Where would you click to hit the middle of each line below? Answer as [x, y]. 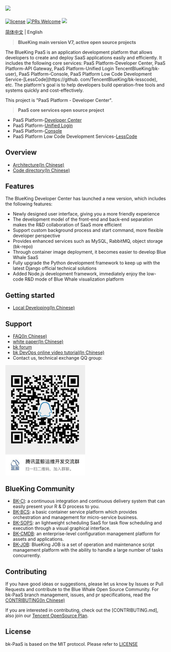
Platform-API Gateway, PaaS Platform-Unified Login [59, 68]
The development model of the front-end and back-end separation [83, 219]
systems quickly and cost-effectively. [45, 90]
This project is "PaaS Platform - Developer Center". [59, 100]
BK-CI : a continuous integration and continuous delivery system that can [89, 501]
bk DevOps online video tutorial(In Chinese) [58, 352]
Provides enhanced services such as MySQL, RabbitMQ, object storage [88, 241]
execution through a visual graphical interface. [62, 528]
